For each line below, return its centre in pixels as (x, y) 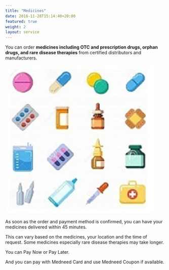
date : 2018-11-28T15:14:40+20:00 (40, 16)
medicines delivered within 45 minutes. (46, 227)
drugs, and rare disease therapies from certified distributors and (73, 53)
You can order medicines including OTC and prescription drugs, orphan (82, 47)
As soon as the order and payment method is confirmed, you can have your (84, 222)
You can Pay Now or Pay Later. (37, 252)
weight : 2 (16, 27)
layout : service (22, 32)
